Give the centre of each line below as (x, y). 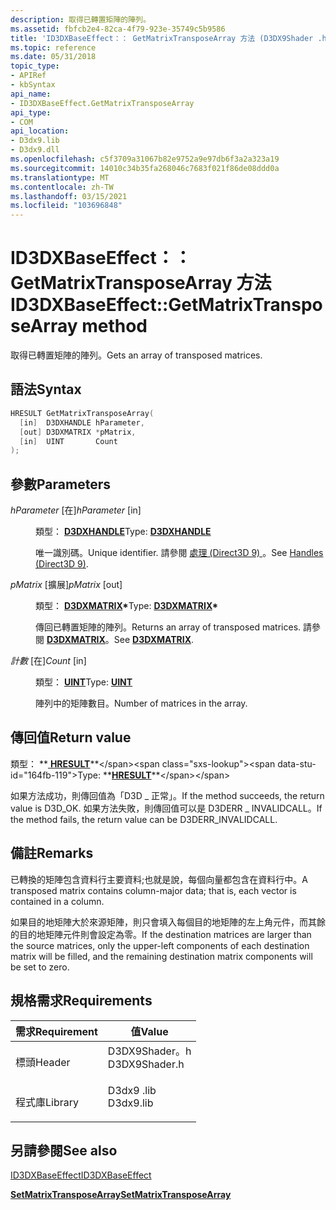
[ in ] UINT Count (68, 441)
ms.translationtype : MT (60, 177)
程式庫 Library (47, 1102)
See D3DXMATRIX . (154, 640)
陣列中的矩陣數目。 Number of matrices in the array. (141, 703)
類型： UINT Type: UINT (84, 682)
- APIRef (28, 76)
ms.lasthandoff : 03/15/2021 (69, 196)
